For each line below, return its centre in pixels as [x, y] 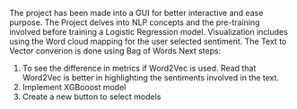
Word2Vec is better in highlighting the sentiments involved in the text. [151, 78]
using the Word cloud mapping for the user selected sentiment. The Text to [148, 41]
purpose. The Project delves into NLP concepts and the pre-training [135, 22]
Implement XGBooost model [74, 87]
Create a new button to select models [92, 96]
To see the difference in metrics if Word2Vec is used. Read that [139, 68]
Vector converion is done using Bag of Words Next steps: [115, 51]
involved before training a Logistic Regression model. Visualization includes [149, 32]
